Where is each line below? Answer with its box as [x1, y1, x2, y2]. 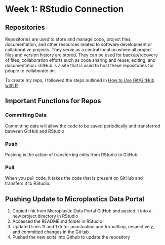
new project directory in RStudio [12, 213, 78, 219]
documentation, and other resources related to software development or [5, 41, 152, 47]
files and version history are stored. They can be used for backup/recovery [5, 52, 158, 58]
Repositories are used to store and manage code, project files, [5, 36, 132, 42]
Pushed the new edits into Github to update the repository [12, 234, 130, 240]
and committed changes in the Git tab [12, 229, 89, 235]
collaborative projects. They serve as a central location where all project [5, 47, 152, 52]
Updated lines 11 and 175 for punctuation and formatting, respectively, [12, 224, 154, 230]
